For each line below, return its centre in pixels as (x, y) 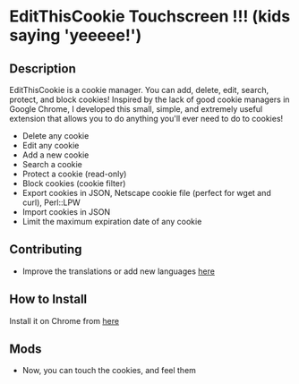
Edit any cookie (51, 145)
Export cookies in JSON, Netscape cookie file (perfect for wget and (146, 193)
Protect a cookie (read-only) (74, 174)
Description (43, 68)
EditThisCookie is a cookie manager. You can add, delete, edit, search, (139, 90)
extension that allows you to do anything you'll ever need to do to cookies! (146, 119)
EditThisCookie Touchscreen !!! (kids (150, 17)
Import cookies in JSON (66, 212)
